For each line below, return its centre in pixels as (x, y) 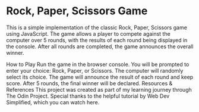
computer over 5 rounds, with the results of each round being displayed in (97, 40)
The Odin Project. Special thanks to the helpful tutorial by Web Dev (88, 96)
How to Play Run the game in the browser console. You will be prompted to (98, 64)
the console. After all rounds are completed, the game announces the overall (100, 46)
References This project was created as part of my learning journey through (99, 89)
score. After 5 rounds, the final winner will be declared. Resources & (89, 83)
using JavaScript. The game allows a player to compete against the (88, 33)
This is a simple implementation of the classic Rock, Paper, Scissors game (97, 27)
